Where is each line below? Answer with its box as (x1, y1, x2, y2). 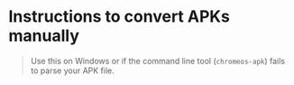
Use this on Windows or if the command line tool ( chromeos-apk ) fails (30, 55, 286, 66)
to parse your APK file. (30, 65, 115, 76)
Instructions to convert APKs (8, 6, 231, 27)
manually (8, 25, 80, 46)
